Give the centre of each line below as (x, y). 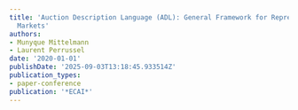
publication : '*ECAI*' (51, 91)
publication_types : (45, 75)
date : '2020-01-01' (45, 59)
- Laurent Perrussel (47, 51)
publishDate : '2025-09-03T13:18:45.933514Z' (93, 67)
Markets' (33, 26)
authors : (25, 34)
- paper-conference (45, 83)
